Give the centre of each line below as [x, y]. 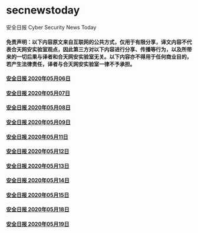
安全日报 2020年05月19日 [38, 224]
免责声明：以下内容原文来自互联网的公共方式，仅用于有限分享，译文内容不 [96, 42]
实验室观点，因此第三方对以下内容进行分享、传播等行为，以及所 [109, 49]
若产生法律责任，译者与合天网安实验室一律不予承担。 [71, 64]
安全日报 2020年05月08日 [38, 108]
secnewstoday [43, 10]
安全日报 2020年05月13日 [38, 166]
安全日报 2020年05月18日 [38, 209]
